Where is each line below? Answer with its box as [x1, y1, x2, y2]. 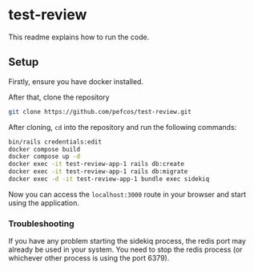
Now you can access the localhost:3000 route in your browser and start [8, 189, 247, 199]
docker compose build [8, 145, 81, 153]
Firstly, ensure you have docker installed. [8, 76, 144, 86]
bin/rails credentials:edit [8, 138, 103, 146]
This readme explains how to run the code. [8, 32, 150, 42]
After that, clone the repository [8, 92, 110, 102]
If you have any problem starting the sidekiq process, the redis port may [8, 237, 247, 246]
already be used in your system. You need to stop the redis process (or [8, 245, 243, 254]
